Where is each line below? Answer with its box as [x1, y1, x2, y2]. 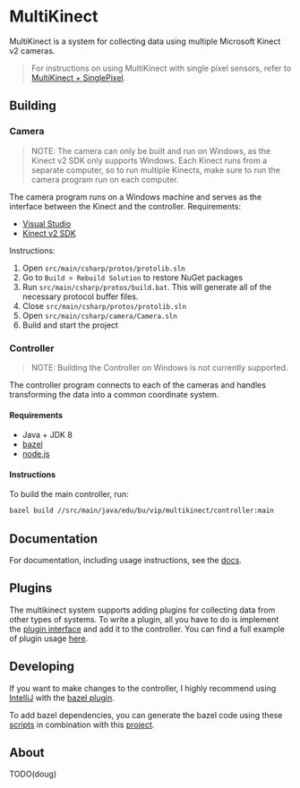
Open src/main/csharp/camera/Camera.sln [21, 310, 177, 321]
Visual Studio [21, 218, 72, 229]
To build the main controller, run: [9, 489, 129, 500]
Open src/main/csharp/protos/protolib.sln [21, 262, 186, 273]
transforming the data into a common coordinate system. [9, 389, 219, 399]
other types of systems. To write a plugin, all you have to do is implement [9, 613, 279, 624]
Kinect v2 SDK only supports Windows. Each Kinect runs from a [30, 155, 268, 166]
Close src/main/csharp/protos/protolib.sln [21, 300, 186, 311]
